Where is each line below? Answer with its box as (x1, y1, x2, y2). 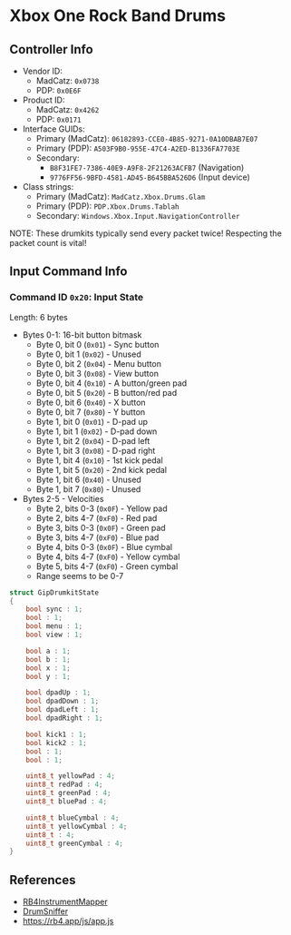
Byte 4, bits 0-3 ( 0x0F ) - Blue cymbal (35, 541, 173, 552)
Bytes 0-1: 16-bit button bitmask (22, 329, 142, 340)
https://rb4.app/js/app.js (22, 916, 114, 927)
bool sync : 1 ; (25, 605, 83, 614)
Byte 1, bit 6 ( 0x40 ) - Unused (35, 474, 142, 485)
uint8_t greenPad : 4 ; (25, 789, 112, 798)
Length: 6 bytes (9, 311, 68, 322)
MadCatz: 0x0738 (35, 75, 100, 86)
